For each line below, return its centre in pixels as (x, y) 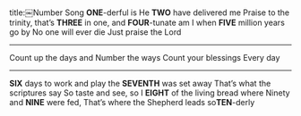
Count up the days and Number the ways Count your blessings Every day (145, 58)
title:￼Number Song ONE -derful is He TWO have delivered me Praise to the (149, 12)
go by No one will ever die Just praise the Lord (95, 32)
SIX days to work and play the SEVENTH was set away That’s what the (140, 83)
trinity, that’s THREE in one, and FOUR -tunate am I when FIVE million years (147, 22)
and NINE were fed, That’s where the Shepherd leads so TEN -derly (132, 102)
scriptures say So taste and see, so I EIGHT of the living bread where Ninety (150, 93)
